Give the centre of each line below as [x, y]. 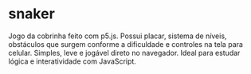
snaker [32, 14]
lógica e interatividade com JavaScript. [73, 61]
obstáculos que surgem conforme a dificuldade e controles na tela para [125, 44]
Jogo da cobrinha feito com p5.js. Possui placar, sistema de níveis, [118, 36]
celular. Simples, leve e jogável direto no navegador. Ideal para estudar [124, 53]
